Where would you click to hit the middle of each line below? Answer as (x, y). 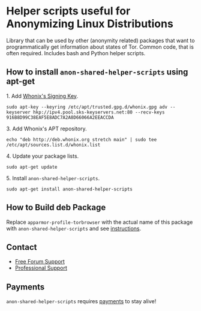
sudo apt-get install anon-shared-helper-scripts (70, 189)
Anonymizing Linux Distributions (90, 24)
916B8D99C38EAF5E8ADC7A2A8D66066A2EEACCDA (60, 117)
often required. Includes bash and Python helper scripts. (76, 53)
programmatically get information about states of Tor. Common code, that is (100, 47)
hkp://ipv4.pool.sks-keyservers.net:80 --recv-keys (99, 112)
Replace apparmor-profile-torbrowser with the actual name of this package (100, 222)
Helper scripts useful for (68, 11)
